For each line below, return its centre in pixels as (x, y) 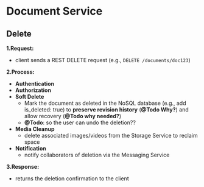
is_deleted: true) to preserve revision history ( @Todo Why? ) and (106, 110)
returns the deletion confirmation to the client (72, 178)
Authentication (35, 84)
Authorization (33, 90)
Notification (31, 148)
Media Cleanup (35, 129)
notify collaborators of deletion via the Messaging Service (97, 155)
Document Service (55, 11)
